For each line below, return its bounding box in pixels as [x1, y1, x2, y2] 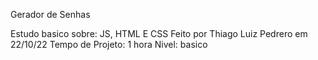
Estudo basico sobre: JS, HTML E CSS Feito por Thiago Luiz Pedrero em [10, 28, 308, 39]
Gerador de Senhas [10, 9, 91, 20]
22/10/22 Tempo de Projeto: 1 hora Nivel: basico [10, 39, 208, 50]
